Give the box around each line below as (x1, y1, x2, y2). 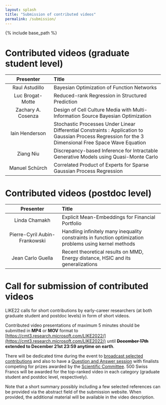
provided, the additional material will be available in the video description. (5, 394, 155, 400)
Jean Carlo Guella (11, 254, 53, 261)
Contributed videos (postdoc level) (5, 188, 152, 199)
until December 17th (107, 338, 149, 344)
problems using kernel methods (61, 241, 135, 248)
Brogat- (24, 92, 43, 99)
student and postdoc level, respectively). (5, 374, 88, 380)
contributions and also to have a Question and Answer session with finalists (5, 358, 159, 364)
